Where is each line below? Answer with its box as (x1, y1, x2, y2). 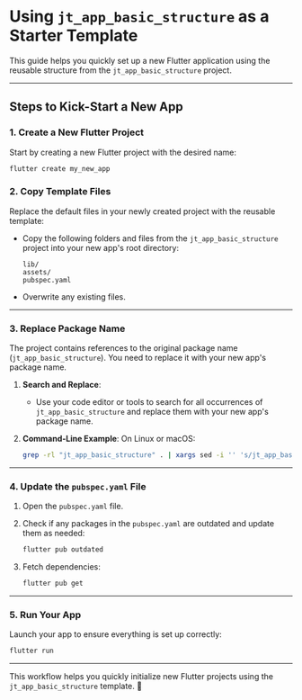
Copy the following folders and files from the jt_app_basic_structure (22, 232, 279, 244)
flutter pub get (22, 579, 84, 588)
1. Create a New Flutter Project (9, 126, 145, 139)
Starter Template (9, 25, 138, 46)
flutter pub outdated (22, 545, 103, 554)
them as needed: (22, 528, 85, 539)
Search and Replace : (22, 380, 102, 390)
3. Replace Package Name (9, 322, 126, 335)
